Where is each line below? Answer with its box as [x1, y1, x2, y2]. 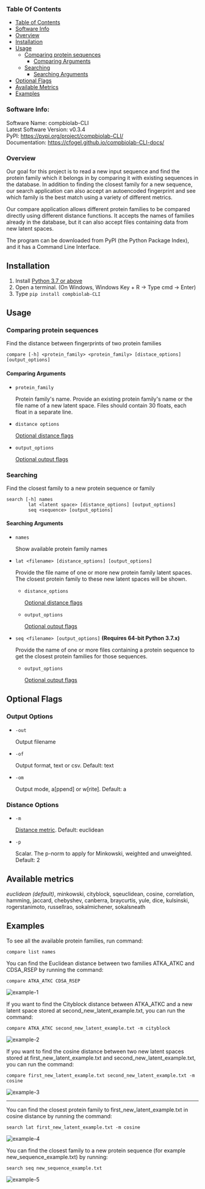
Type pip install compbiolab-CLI [15, 290, 101, 297]
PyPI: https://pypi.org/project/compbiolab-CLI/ [6, 132, 124, 139]
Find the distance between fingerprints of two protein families [6, 340, 162, 347]
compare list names [6, 949, 56, 955]
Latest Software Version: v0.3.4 [6, 126, 85, 133]
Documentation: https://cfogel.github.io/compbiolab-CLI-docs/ [6, 138, 165, 146]
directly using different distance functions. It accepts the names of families [6, 212, 195, 219]
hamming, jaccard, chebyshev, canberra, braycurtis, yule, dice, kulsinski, [6, 896, 190, 904]
